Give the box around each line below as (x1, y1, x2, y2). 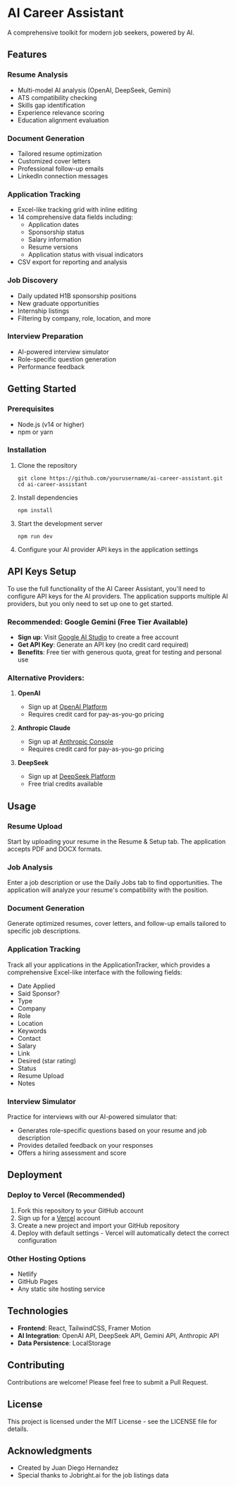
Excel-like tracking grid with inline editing (17, 206, 137, 214)
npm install (17, 507, 53, 514)
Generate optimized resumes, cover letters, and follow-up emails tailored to (7, 920, 227, 928)
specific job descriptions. (7, 927, 81, 935)
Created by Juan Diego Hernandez (17, 1463, 119, 1472)
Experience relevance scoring (17, 108, 104, 117)
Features (7, 49, 47, 61)
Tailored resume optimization (17, 149, 102, 158)
